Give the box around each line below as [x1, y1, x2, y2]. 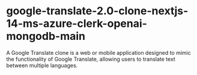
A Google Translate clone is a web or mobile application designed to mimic [6, 49, 191, 56]
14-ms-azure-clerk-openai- [6, 17, 147, 30]
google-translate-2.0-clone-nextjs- [6, 4, 189, 18]
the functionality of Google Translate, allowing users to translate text [6, 55, 175, 62]
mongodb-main [6, 30, 86, 43]
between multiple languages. [6, 61, 78, 69]
